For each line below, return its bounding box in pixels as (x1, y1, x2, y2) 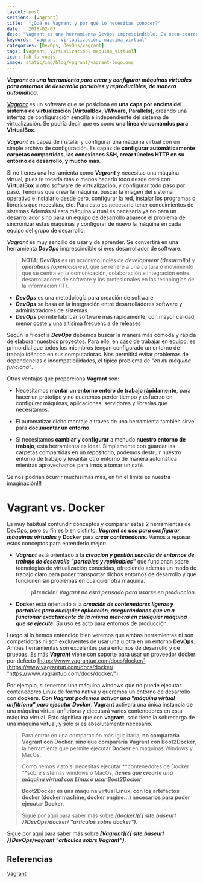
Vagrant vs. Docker (7, 501, 105, 514)
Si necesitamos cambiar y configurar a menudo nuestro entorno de (15, 435, 186, 443)
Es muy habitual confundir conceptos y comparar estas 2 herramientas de (7, 521, 192, 528)
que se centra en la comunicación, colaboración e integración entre (21, 269, 190, 277)
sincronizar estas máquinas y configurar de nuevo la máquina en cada (7, 220, 181, 227)
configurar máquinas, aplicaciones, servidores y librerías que (15, 399, 168, 406)
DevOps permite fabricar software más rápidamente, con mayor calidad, (15, 313, 196, 320)
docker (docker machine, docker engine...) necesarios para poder (21, 794, 190, 801)
